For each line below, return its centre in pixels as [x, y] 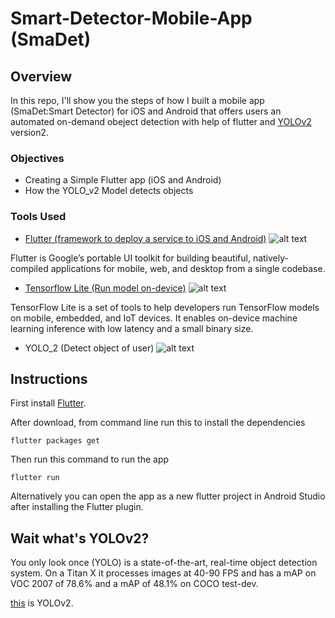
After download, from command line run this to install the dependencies [158, 423]
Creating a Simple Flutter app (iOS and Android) [123, 180]
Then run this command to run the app [90, 459]
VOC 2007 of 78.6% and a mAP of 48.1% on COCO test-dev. [134, 584]
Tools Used [38, 217]
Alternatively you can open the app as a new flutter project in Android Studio [168, 496]
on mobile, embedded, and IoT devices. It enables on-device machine [154, 318]
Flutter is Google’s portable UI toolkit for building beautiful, [130, 258]
